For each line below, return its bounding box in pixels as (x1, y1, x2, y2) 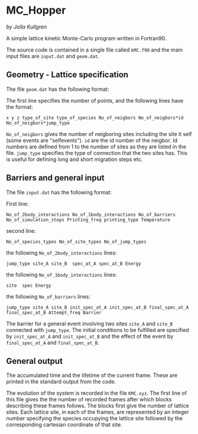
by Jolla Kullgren (6, 23, 47, 30)
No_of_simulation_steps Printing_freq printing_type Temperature (6, 217, 170, 223)
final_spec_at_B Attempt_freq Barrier (6, 309, 102, 315)
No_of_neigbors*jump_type (6, 120, 70, 126)
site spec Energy (6, 283, 51, 289)
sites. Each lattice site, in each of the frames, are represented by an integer (6, 408, 189, 416)
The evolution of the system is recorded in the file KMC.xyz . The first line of (6, 389, 187, 397)
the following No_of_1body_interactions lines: (6, 271, 117, 278)
